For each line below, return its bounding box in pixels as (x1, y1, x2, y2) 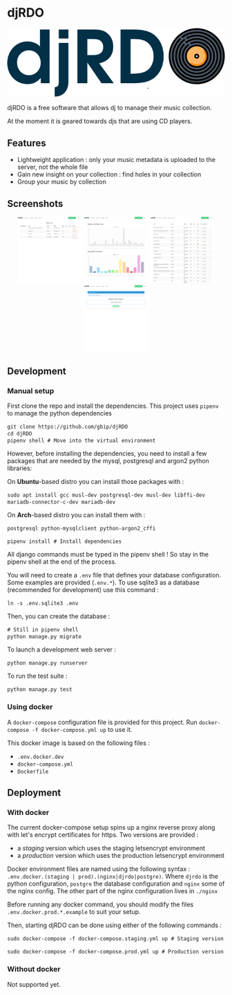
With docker (7, 808, 50, 818)
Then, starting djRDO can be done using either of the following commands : (7, 921, 222, 929)
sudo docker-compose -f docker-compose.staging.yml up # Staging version (7, 935, 224, 942)
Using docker (7, 702, 53, 712)
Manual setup (7, 386, 55, 396)
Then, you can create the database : (7, 612, 110, 620)
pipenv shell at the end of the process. (7, 557, 117, 566)
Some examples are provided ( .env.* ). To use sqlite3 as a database (7, 578, 200, 586)
